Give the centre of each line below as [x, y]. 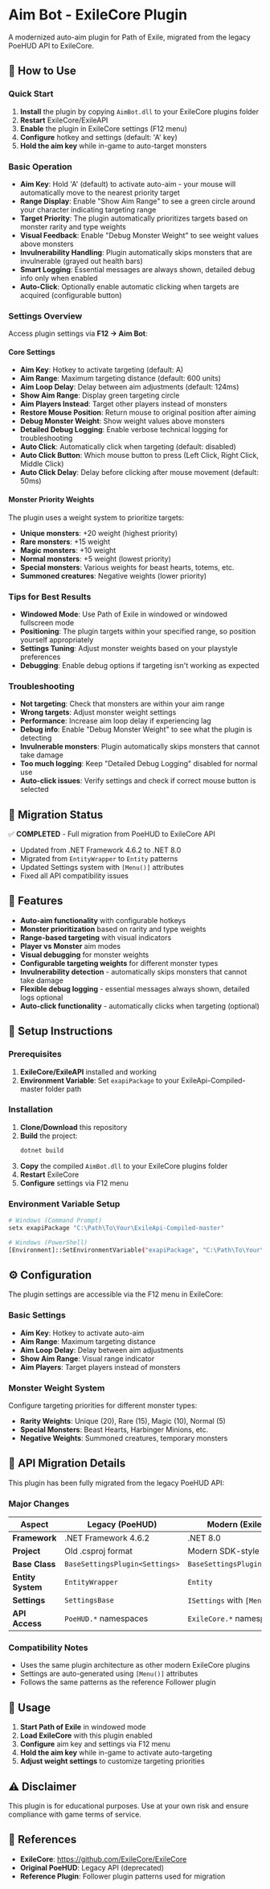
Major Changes [39, 1503]
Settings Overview [45, 316]
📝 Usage [29, 1708]
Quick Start [31, 94]
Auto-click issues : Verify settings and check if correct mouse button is [138, 781]
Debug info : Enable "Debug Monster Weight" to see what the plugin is [136, 729]
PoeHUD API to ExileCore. [51, 45]
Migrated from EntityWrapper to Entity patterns [99, 859]
